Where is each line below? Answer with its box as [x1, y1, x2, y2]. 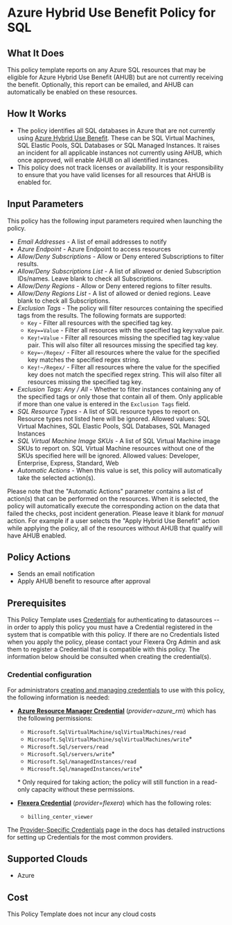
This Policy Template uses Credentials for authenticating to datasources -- [7, 616, 220, 624]
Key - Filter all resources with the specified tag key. [27, 318, 173, 327]
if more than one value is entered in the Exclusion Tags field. [17, 399, 190, 408]
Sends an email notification [17, 569, 96, 578]
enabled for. [17, 178, 52, 186]
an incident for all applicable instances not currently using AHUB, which [17, 148, 222, 157]
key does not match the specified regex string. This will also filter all [27, 370, 222, 378]
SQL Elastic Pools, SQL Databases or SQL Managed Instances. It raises [17, 141, 220, 149]
